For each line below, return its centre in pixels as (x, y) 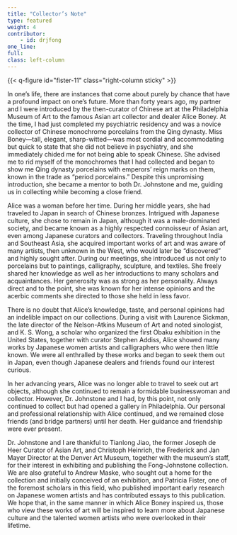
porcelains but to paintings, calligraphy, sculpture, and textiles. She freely (114, 266)
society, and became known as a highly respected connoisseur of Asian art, (118, 228)
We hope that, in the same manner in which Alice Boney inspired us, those (116, 502)
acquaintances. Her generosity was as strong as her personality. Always (112, 281)
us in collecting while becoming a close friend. (75, 191)
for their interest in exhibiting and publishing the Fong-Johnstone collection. (118, 465)
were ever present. (35, 429)
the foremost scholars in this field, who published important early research (116, 488)
